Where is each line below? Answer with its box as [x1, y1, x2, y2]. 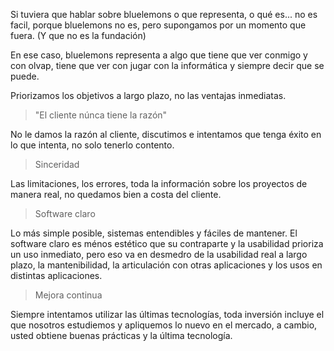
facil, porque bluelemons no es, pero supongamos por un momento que [10, 19, 307, 31]
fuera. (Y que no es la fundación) [10, 30, 147, 41]
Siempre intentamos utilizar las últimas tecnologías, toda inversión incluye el [10, 309, 325, 320]
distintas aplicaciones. [10, 270, 103, 281]
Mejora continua [34, 289, 103, 301]
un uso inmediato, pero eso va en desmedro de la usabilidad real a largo [10, 249, 308, 260]
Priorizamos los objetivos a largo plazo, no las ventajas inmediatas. [10, 90, 287, 101]
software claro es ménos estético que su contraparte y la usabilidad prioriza [10, 238, 324, 249]
